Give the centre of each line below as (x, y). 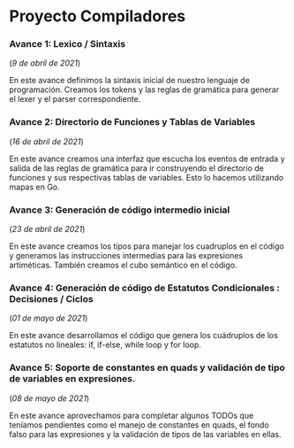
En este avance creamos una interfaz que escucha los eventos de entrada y (147, 158)
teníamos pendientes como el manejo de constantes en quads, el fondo (139, 425)
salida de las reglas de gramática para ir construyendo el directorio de (137, 168)
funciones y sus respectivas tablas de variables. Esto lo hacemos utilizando (147, 177)
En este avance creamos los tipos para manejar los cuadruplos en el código (147, 246)
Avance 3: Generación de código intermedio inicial (120, 210)
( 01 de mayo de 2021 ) (49, 318)
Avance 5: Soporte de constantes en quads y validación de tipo (147, 367)
